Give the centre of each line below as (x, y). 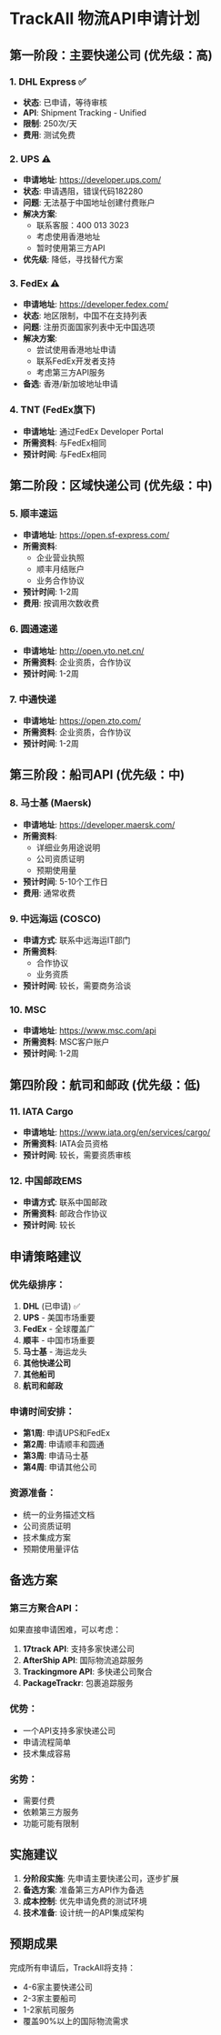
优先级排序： (38, 1285)
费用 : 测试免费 (49, 135)
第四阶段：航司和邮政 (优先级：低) (105, 1084)
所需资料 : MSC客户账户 (66, 1042)
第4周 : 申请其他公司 (60, 1467)
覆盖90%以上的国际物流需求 (75, 2020)
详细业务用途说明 (68, 847)
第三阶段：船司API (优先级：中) (97, 775)
